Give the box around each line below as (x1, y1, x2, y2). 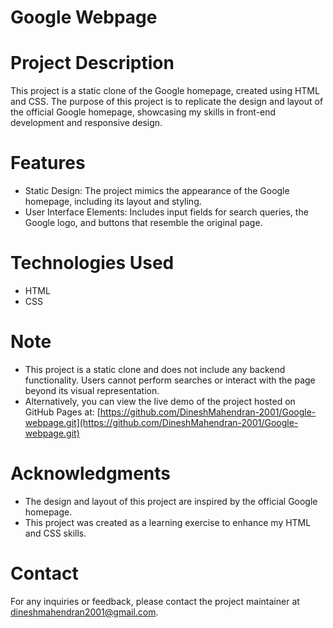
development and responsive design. (10, 117, 163, 129)
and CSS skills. (24, 527, 87, 539)
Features (10, 152, 86, 175)
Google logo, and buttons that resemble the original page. (24, 217, 263, 229)
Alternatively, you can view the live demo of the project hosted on (24, 395, 296, 407)
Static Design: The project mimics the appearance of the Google (24, 185, 290, 197)
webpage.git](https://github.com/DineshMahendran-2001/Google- (24, 416, 299, 428)
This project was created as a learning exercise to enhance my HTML (24, 516, 312, 528)
